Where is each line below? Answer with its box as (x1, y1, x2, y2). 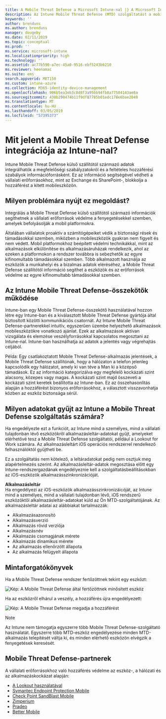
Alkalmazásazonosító (12, 512, 56, 518)
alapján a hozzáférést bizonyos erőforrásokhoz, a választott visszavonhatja (5, 385, 158, 391)
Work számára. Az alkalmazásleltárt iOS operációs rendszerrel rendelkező (5, 441, 156, 447)
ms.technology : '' (5, 58, 43, 63)
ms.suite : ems (5, 72, 35, 77)
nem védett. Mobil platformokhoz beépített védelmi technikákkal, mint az (5, 240, 153, 246)
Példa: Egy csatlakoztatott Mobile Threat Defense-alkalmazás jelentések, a (5, 353, 157, 359)
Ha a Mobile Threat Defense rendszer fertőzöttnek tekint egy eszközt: (5, 576, 147, 582)
